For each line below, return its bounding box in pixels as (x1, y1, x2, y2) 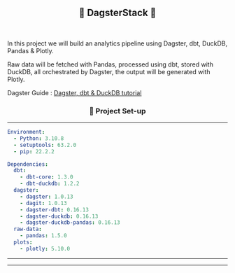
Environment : (7, 129, 45, 136)
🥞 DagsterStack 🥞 (78, 7, 157, 19)
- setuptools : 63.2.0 (13, 141, 77, 148)
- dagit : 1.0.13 (20, 199, 68, 206)
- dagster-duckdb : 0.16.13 (20, 213, 99, 220)
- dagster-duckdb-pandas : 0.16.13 (20, 219, 120, 226)
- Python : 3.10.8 (13, 134, 64, 142)
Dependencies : (7, 160, 49, 168)
